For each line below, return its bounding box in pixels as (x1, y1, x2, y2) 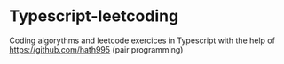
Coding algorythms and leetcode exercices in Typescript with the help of (9, 35, 275, 46)
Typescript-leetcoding (9, 6, 179, 26)
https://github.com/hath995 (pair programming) (9, 44, 184, 54)
